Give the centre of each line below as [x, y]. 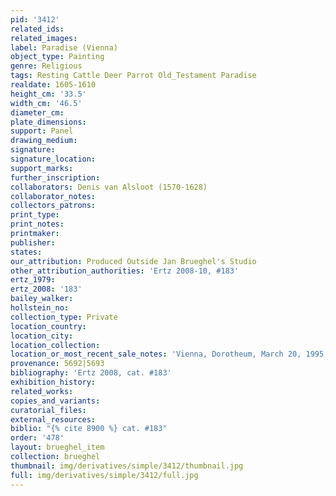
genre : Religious [46, 66]
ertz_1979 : [33, 280]
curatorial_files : [48, 410]
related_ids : [37, 29]
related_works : [42, 391]
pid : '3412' [35, 19]
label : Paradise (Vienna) [64, 47]
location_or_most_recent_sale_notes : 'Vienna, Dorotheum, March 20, [156, 354]
